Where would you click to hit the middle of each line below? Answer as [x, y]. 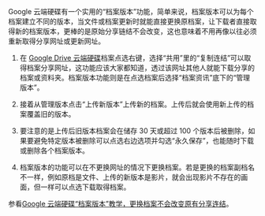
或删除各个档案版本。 [54, 151]
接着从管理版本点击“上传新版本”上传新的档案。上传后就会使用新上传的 [133, 104]
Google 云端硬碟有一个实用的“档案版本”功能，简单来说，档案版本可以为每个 [131, 11]
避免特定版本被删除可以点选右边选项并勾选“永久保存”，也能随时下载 [144, 141]
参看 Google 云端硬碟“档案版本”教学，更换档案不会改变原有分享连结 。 [121, 204]
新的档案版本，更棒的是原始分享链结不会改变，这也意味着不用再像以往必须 [136, 31]
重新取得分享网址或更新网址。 [56, 41]
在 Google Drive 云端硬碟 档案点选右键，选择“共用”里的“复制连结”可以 [132, 58]
